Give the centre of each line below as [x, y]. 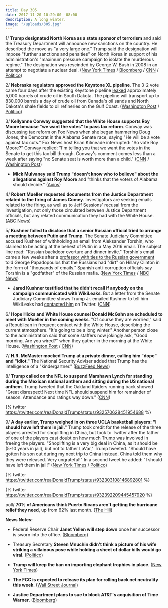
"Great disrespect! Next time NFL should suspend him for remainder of [78, 392]
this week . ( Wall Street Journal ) [45, 585]
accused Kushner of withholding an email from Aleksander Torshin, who [80, 241]
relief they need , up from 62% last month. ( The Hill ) [59, 510]
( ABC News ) [18, 221]
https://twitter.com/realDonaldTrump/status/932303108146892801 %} [78, 480]
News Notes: [19, 520]
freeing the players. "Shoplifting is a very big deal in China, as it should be [81, 443]
